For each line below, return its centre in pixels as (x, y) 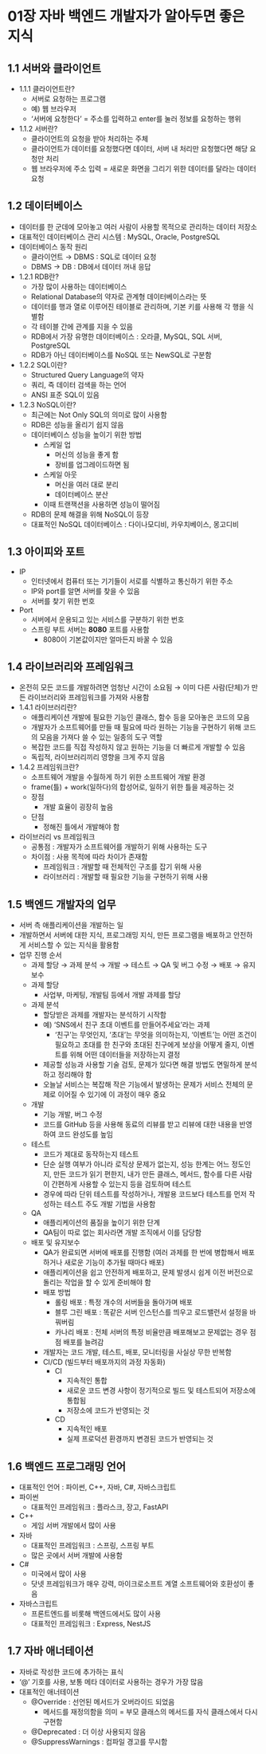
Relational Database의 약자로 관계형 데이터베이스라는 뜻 (119, 297)
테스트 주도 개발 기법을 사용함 (110, 1204)
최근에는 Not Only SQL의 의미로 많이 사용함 (99, 415)
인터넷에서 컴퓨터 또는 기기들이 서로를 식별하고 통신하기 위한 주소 (132, 581)
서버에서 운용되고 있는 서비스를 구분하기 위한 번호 (108, 619)
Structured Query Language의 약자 (87, 375)
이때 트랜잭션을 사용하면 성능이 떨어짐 (102, 504)
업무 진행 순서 (40, 955)
